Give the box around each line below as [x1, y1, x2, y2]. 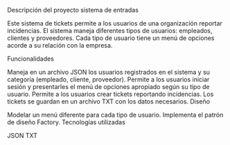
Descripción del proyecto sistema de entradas [7, 6, 139, 14]
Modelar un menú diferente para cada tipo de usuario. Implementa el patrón [7, 110, 224, 119]
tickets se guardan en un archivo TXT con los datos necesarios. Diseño [7, 97, 210, 106]
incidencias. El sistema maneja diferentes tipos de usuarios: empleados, [7, 27, 213, 35]
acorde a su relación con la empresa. [7, 41, 113, 49]
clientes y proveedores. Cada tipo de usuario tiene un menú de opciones [7, 34, 215, 42]
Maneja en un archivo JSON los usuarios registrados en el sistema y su [7, 68, 210, 76]
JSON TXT [7, 131, 38, 139]
